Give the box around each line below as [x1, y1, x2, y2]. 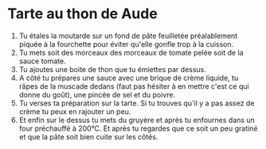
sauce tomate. [18, 56, 67, 66]
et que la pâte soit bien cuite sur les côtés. [18, 132, 158, 141]
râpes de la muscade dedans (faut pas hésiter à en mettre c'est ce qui [18, 81, 249, 91]
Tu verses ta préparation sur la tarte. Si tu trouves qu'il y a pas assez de [18, 98, 255, 108]
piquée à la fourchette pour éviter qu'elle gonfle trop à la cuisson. [18, 39, 234, 48]
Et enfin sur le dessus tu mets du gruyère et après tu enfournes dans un [18, 115, 256, 124]
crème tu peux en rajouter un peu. [18, 106, 131, 116]
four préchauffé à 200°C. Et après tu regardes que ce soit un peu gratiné [18, 124, 258, 133]
